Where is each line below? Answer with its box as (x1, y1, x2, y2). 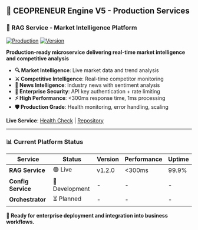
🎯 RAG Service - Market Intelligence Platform (6, 24, 137, 32)
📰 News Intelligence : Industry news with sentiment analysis (14, 81, 160, 89)
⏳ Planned (52, 195, 82, 203)
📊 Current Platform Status (6, 137, 84, 145)
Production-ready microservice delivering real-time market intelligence (6, 48, 186, 56)
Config (9, 177, 29, 185)
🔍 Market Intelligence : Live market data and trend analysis (14, 66, 159, 74)
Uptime (167, 155, 189, 163)
